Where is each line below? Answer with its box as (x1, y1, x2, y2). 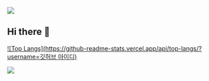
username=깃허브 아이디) (7, 52, 77, 60)
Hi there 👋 (7, 26, 50, 38)
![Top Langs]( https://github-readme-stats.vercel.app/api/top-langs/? (7, 44, 202, 52)
